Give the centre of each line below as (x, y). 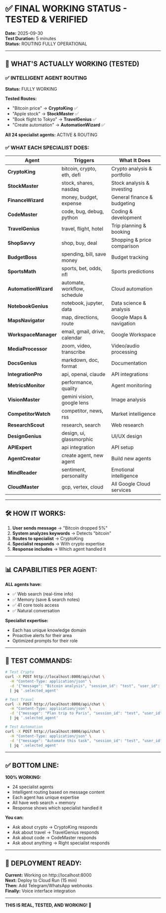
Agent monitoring (131, 385)
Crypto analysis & (131, 168)
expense (71, 203)
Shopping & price (131, 240)
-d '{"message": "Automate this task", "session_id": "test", (75, 741)
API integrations (129, 374)
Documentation (129, 363)
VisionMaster (24, 399)
